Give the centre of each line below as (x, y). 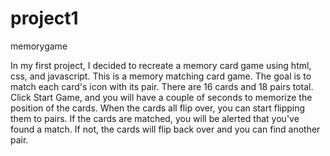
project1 (44, 18)
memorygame (39, 46)
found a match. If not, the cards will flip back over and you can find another (165, 129)
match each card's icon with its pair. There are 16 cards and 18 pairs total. (162, 86)
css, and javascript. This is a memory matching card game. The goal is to (161, 76)
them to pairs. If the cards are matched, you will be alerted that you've (155, 118)
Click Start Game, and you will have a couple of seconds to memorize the (161, 97)
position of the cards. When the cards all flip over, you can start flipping (158, 108)
